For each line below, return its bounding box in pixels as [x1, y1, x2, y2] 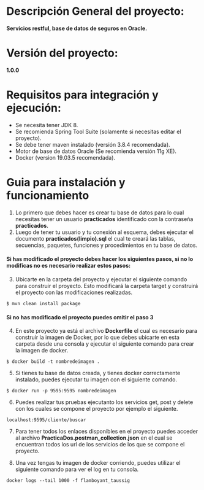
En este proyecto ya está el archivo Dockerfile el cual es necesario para [15, 327, 198, 335]
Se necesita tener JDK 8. [15, 121, 78, 128]
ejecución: [6, 101, 61, 115]
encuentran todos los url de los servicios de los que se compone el [15, 441, 185, 448]
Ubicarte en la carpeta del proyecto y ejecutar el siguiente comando [15, 275, 187, 283]
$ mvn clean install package [6, 300, 81, 306]
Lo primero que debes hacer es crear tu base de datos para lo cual [15, 209, 184, 216]
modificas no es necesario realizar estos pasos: [6, 262, 130, 270]
